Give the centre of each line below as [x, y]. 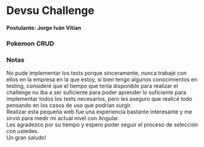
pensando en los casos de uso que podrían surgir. [69, 105]
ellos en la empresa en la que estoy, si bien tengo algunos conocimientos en [102, 79]
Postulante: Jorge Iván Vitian [44, 27]
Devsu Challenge [50, 11]
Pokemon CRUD [30, 43]
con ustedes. [23, 131]
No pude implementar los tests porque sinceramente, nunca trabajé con [97, 73]
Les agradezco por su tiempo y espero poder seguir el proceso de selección [102, 125]
